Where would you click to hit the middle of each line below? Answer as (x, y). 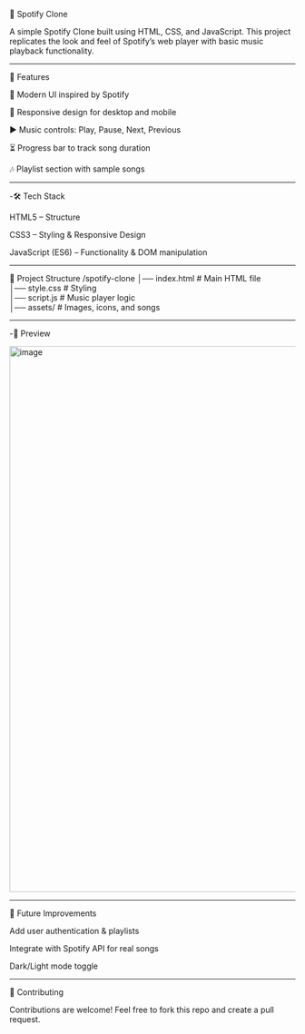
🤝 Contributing (37, 992)
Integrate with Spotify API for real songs (84, 948)
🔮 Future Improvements (53, 913)
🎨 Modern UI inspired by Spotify (69, 94)
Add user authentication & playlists (74, 931)
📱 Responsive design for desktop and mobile (93, 112)
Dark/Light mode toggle (54, 966)
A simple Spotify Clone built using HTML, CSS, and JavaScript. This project (150, 31)
